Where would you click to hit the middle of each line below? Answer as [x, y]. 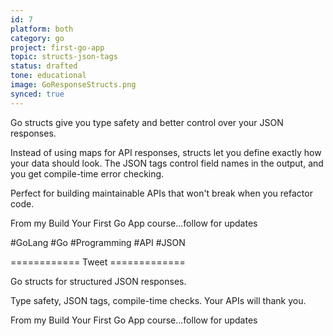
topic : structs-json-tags [64, 57]
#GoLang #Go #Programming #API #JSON [98, 242]
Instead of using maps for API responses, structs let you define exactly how [166, 152]
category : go [37, 38]
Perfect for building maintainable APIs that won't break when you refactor [161, 193]
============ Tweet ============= [98, 262]
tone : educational [48, 76]
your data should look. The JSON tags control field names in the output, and [167, 163]
